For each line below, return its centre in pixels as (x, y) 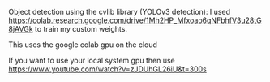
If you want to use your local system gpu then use (92, 60)
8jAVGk (21, 29)
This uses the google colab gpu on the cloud (83, 45)
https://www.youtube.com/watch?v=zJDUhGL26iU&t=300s (107, 69)
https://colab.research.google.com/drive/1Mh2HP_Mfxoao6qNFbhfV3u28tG (135, 20)
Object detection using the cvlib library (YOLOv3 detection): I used (120, 12)
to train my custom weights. (81, 29)
